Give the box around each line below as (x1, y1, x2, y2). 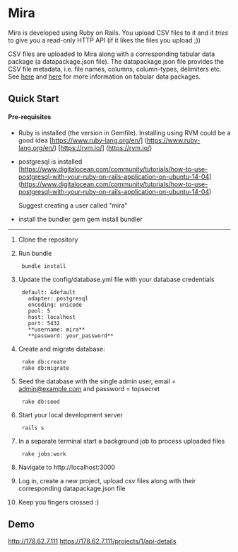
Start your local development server (18, 410, 123, 419)
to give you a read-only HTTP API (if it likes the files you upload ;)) (8, 35, 201, 44)
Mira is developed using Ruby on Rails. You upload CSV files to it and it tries (8, 28, 229, 37)
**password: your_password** (28, 332, 114, 339)
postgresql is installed (18, 157, 83, 166)
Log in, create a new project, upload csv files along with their (18, 476, 196, 485)
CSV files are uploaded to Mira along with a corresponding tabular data (8, 50, 215, 58)
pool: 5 (28, 307, 51, 315)
